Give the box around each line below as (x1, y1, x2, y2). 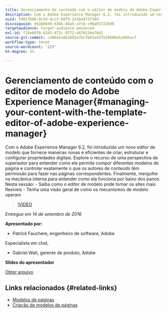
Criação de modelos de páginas (12, 302, 78, 308)
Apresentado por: (5, 221, 43, 227)
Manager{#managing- (55, 96, 149, 107)
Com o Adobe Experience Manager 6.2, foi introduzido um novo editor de (5, 144, 156, 150)
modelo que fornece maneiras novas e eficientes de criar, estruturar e (5, 150, 149, 156)
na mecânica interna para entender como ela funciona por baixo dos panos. (5, 176, 161, 182)
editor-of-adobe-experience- (5, 117, 129, 129)
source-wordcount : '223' (5, 44, 57, 49)
